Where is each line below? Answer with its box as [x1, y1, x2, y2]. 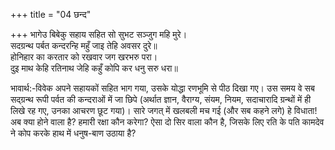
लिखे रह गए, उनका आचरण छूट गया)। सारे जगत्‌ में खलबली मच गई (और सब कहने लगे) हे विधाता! [10, 105, 318, 116]
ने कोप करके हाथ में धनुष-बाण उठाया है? [10, 127, 137, 139]
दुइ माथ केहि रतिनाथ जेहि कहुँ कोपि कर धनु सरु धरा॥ [10, 62, 178, 74]
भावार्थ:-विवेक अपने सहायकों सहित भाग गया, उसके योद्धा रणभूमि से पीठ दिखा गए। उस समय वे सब [10, 82, 315, 94]
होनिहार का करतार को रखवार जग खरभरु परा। [10, 51, 158, 63]
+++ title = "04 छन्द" [10, 9, 92, 20]
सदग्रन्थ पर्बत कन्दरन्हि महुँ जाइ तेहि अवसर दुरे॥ [10, 40, 158, 51]
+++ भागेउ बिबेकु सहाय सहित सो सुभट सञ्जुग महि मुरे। [10, 29, 188, 40]
